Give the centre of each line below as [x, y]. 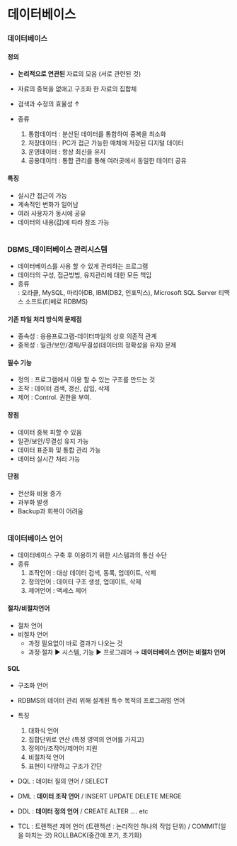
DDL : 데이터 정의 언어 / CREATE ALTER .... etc [83, 811]
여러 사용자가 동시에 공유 [52, 213]
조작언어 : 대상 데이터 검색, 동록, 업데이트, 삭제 [92, 573]
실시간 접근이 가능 [42, 195]
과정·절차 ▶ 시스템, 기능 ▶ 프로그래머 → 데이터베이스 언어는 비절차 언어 [127, 652]
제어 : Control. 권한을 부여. [54, 397]
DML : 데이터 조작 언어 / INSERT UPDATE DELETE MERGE [99, 796]
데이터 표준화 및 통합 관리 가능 [59, 450]
